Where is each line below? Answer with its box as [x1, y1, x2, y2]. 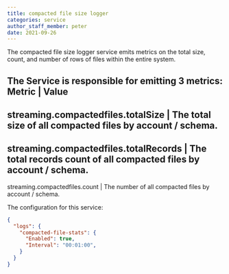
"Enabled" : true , [25, 236, 75, 242]
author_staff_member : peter [7, 23, 88, 29]
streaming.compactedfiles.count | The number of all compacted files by [7, 182, 210, 190]
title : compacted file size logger [7, 10, 109, 17]
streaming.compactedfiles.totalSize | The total [7, 109, 211, 121]
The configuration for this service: [7, 203, 104, 211]
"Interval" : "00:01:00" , [25, 242, 97, 249]
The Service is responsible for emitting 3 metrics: [7, 75, 223, 86]
